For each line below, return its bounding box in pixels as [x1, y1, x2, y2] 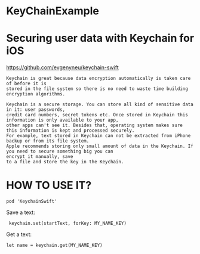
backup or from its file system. [6, 138, 90, 144]
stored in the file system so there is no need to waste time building [6, 86, 188, 92]
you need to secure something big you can [6, 148, 113, 154]
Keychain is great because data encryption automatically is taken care [6, 76, 191, 82]
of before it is [6, 80, 47, 87]
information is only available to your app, [6, 117, 119, 123]
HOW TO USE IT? [6, 179, 92, 192]
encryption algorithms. [6, 91, 66, 97]
